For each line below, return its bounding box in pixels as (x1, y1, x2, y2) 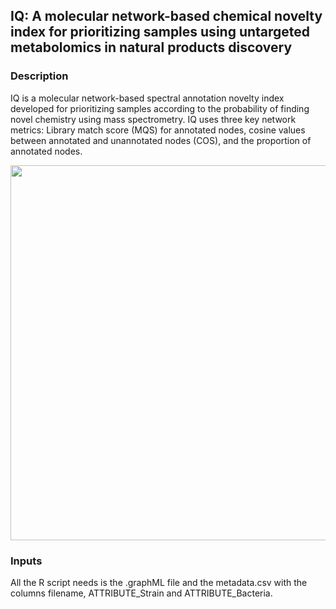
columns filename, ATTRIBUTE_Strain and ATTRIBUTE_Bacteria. (10, 587, 273, 599)
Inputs (10, 554, 43, 568)
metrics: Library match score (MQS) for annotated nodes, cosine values (10, 124, 306, 136)
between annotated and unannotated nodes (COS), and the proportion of (10, 134, 312, 146)
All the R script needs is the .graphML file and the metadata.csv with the (10, 576, 308, 588)
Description (10, 69, 69, 83)
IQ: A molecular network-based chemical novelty (10, 8, 323, 25)
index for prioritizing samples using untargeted (10, 24, 311, 41)
